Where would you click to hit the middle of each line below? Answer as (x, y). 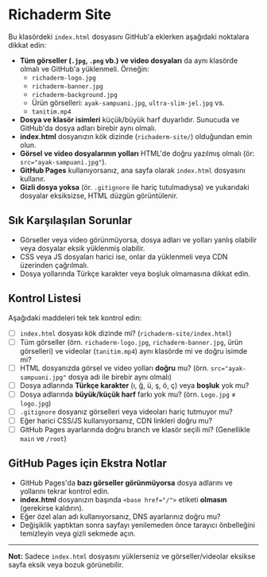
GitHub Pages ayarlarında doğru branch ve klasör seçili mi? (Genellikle (135, 430)
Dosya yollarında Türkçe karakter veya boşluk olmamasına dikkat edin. (135, 273)
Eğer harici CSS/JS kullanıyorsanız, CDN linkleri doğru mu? (116, 420)
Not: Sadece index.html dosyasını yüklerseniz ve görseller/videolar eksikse (132, 556)
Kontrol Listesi (45, 298)
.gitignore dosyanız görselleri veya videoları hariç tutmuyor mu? (126, 412)
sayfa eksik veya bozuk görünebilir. (66, 564)
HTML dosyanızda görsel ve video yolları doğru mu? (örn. (114, 368)
